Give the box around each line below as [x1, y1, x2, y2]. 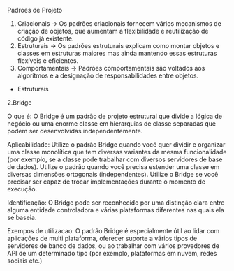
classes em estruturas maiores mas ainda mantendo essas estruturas [17, 49, 217, 57]
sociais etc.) [7, 256, 43, 265]
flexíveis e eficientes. [17, 57, 79, 65]
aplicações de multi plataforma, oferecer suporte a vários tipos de [7, 234, 198, 242]
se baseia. [7, 213, 37, 221]
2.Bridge [7, 98, 32, 107]
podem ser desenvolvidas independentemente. [7, 127, 143, 135]
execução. [7, 185, 38, 193]
